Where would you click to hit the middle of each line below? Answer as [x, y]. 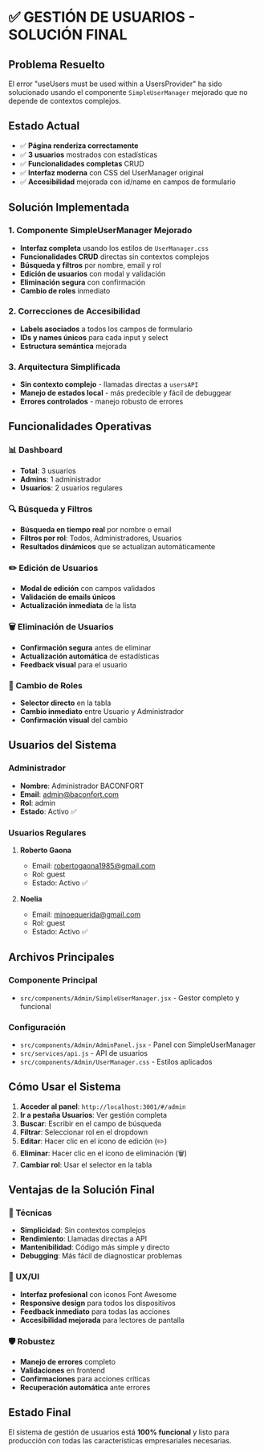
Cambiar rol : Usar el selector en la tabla [86, 1164]
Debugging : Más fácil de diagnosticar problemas [101, 1256]
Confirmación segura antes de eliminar [85, 647]
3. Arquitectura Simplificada [65, 367]
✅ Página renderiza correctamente [79, 146]
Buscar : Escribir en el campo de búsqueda [91, 1123]
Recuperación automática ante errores [85, 1388]
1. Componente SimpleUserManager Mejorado [100, 231]
